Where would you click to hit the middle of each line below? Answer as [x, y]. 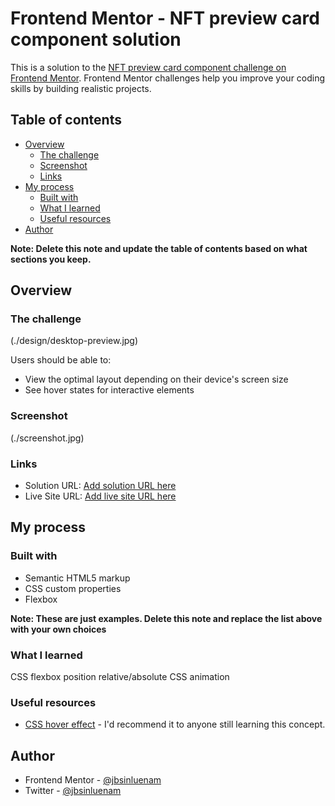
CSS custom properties [73, 588]
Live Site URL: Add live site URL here [100, 496]
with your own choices [58, 629]
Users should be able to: [61, 360]
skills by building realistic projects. [81, 88]
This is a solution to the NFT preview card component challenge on [148, 67]
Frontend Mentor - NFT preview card [165, 18]
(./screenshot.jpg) [47, 438]
